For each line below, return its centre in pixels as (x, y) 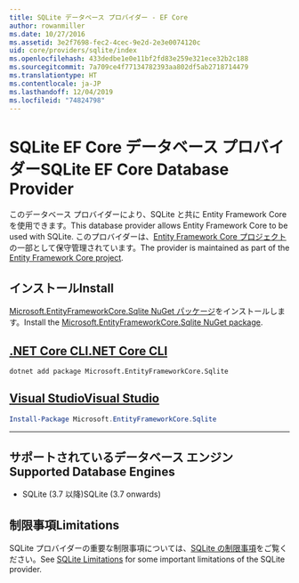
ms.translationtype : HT (53, 76)
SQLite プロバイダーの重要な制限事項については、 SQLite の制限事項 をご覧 (145, 548)
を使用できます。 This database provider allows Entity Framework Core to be (149, 226)
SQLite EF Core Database (135, 169)
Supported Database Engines (92, 472)
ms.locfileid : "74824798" (57, 100)
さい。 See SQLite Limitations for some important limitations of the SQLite (151, 559)
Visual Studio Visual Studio (85, 398)
